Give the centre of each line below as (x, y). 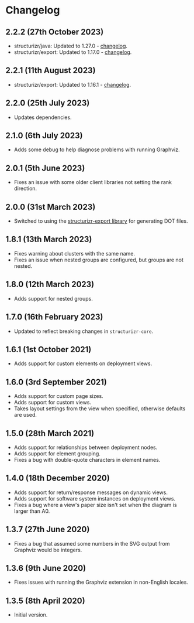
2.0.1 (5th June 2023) (45, 168)
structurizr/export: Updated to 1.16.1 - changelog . (72, 84)
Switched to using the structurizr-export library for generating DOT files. (101, 221)
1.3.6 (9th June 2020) (46, 568)
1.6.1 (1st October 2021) (49, 349)
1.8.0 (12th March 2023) (50, 285)
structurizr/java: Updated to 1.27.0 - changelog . (71, 46)
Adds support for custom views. (53, 403)
